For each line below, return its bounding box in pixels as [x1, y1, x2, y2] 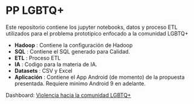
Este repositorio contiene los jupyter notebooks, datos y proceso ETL [5, 23, 178, 31]
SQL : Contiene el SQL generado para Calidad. [14, 47, 131, 55]
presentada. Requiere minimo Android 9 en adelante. [14, 79, 146, 87]
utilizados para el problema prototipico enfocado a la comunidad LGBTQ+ [5, 29, 189, 37]
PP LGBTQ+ [5, 4, 65, 17]
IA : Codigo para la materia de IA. [14, 61, 97, 68]
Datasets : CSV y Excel [14, 67, 73, 74]
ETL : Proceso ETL [14, 54, 61, 61]
